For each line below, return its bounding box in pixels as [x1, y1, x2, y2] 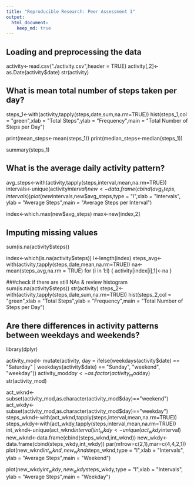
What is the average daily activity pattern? [6, 163, 165, 173]
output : [6, 14, 25, 20]
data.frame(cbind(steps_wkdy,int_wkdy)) [6, 440, 105, 447]
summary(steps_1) [6, 146, 50, 153]
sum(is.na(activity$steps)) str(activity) [6, 285, 99, 292]
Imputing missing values [6, 228, 98, 238]
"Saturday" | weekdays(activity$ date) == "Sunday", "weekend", [6, 363, 160, 370]
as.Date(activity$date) [6, 69, 60, 76]
